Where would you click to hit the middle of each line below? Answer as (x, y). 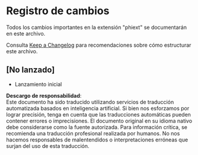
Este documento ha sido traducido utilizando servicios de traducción (90, 102)
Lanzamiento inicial (38, 84)
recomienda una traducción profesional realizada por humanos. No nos (93, 133)
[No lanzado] (31, 70)
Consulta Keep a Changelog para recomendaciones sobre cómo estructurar (99, 45)
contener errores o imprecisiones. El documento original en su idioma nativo (99, 121)
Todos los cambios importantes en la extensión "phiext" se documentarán (97, 27)
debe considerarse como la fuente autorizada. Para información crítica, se (97, 127)
